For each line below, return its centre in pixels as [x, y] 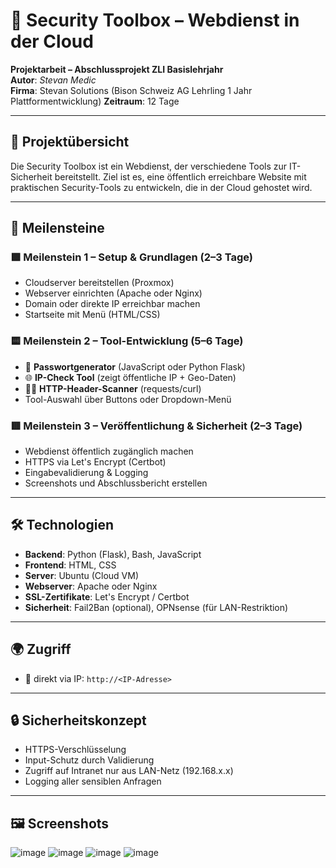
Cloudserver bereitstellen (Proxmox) [99, 283]
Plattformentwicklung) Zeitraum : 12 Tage [95, 101]
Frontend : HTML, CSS [70, 565]
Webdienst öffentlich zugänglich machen [109, 451]
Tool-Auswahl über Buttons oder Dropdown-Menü [128, 399]
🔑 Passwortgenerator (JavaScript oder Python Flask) [135, 366]
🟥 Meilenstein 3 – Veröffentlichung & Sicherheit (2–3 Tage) [156, 426]
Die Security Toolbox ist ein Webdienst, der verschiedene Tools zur [149, 166]
